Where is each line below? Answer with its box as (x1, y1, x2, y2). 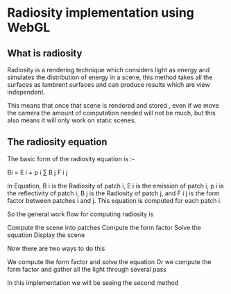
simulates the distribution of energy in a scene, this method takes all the (7, 73, 213, 81)
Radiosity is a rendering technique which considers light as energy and (7, 66, 210, 74)
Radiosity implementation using (7, 5, 194, 21)
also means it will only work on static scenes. (7, 116, 137, 124)
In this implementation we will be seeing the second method (7, 278, 179, 286)
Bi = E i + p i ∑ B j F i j (7, 168, 68, 177)
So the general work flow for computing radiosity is (7, 210, 154, 218)
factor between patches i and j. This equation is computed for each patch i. (7, 196, 222, 204)
